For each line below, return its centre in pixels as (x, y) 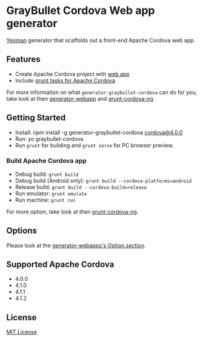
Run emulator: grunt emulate (51, 193)
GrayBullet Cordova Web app (81, 11)
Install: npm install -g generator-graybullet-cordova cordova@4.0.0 (99, 132)
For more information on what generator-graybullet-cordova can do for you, (102, 92)
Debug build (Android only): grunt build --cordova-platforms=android (103, 180)
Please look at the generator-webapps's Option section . (76, 245)
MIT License (22, 332)
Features (23, 59)
